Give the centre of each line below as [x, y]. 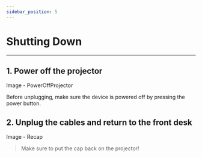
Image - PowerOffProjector [40, 85]
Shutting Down [44, 41]
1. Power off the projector [54, 71]
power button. [23, 103]
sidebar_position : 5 [32, 12]
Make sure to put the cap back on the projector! [80, 148]
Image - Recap [25, 137]
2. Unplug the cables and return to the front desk [99, 122]
